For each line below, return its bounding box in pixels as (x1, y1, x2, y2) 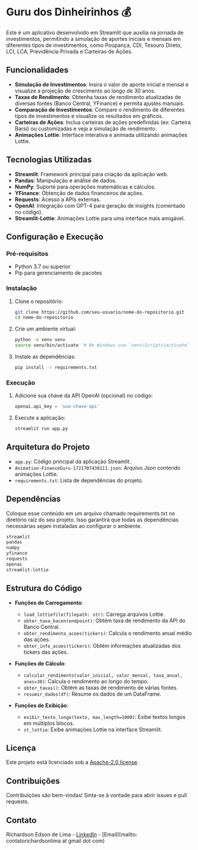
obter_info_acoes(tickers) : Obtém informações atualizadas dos (23, 642, 181, 649)
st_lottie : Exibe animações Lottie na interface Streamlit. (23, 725, 163, 733)
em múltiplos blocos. (23, 720, 74, 727)
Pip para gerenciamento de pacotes (14, 269, 102, 276)
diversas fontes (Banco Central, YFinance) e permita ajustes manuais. (14, 100, 185, 107)
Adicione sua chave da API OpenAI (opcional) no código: (14, 392, 153, 399)
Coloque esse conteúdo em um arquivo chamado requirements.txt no (6, 510, 176, 517)
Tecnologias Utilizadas (6, 155, 92, 165)
